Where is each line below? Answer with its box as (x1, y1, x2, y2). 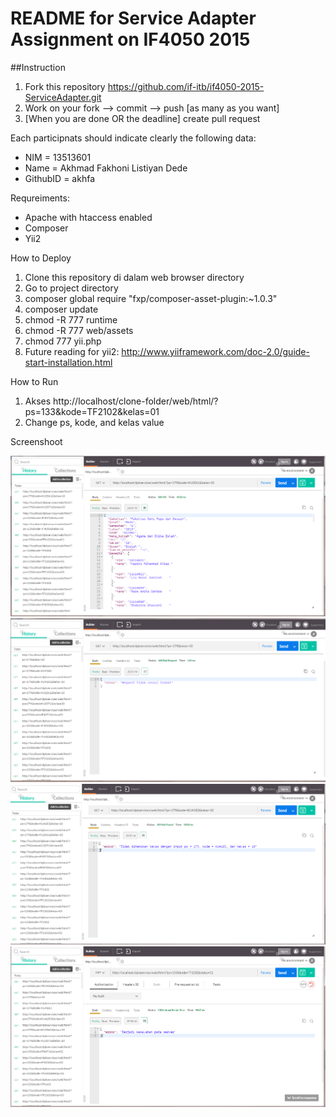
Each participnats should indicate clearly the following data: (10, 132, 257, 144)
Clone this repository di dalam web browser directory (24, 271, 245, 283)
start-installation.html (24, 356, 113, 368)
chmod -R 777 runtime (24, 313, 118, 326)
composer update (24, 303, 99, 315)
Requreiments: (10, 192, 70, 204)
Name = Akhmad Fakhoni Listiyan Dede (24, 162, 188, 174)
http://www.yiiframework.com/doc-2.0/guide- (121, 345, 310, 357)
